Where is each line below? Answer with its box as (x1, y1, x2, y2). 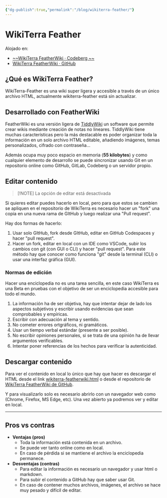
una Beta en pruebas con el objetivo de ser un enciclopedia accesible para (5, 286, 158, 292)
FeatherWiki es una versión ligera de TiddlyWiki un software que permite (5, 121, 154, 127)
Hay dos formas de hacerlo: (5, 220, 62, 226)
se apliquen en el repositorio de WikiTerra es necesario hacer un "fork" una (5, 205, 160, 211)
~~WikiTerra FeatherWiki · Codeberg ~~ (12, 55, 95, 61)
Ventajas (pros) (12, 434, 46, 440)
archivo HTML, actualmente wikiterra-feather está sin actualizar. (5, 93, 137, 99)
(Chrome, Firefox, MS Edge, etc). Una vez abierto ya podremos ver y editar (5, 397, 159, 403)
